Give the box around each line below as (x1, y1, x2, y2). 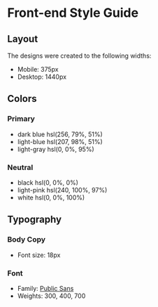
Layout (7, 33, 38, 45)
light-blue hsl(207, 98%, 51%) (17, 137, 103, 145)
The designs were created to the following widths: (7, 51, 152, 60)
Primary (7, 114, 35, 124)
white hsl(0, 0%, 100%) (17, 193, 85, 202)
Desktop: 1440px (17, 72, 67, 81)
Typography (7, 214, 62, 226)
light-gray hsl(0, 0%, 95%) (17, 145, 94, 153)
